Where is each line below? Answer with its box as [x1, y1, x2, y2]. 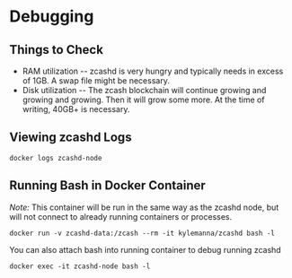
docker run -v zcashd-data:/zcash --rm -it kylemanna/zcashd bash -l [9, 229, 276, 238]
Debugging [9, 6, 94, 27]
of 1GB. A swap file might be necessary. [22, 75, 171, 86]
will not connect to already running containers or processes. [9, 211, 233, 222]
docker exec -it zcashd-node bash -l [9, 262, 151, 271]
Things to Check [9, 42, 103, 57]
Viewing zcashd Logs [9, 130, 132, 145]
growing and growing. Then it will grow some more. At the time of [22, 94, 265, 105]
